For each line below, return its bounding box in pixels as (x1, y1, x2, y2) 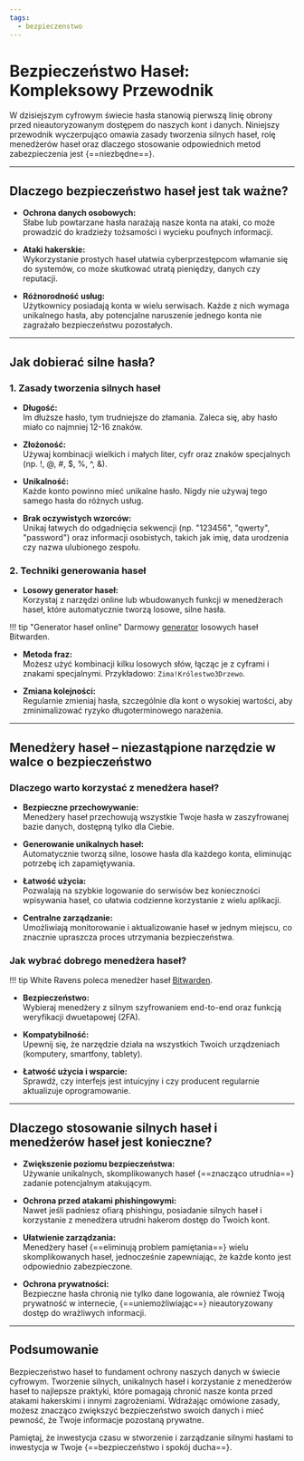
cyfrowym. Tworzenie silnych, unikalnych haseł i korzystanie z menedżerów (9, 1376, 292, 1387)
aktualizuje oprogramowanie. (22, 1086, 131, 1096)
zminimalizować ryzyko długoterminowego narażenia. (22, 705, 223, 716)
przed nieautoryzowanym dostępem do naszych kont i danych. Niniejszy (9, 120, 280, 131)
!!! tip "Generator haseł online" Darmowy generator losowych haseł (9, 622, 259, 633)
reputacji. (22, 273, 59, 284)
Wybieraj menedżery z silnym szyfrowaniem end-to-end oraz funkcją (22, 1002, 282, 1013)
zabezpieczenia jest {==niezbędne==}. (9, 149, 156, 160)
